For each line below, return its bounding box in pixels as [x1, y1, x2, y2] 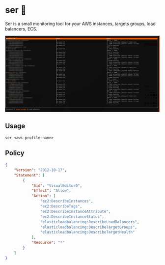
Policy [5, 148, 25, 157]
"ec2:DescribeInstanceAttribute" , [40, 209, 111, 214]
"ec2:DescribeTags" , [40, 204, 82, 209]
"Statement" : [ [14, 173, 45, 177]
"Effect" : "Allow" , [31, 188, 71, 193]
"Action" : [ [31, 194, 56, 199]
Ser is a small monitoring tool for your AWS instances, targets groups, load [5, 21, 156, 27]
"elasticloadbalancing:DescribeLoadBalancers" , [40, 219, 139, 224]
